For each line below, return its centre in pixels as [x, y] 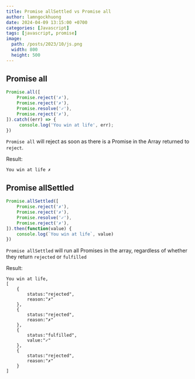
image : [14, 39]
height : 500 [26, 55]
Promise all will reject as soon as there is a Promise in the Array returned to [98, 142]
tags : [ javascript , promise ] [42, 33]
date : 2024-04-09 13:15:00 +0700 [47, 22]
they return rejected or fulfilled [46, 257]
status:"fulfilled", [52, 335]
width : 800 [25, 50]
